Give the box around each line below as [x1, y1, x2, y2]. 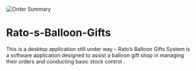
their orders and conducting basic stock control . [6, 58, 126, 65]
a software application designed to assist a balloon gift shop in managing [6, 52, 185, 59]
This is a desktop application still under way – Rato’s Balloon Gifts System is [6, 45, 191, 52]
